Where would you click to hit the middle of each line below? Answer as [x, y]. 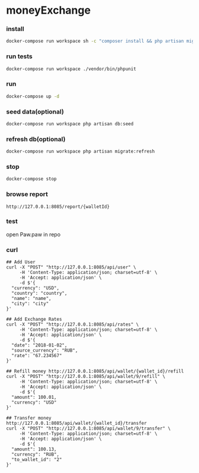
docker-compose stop [32, 179]
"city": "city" [30, 304]
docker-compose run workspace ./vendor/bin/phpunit [71, 69]
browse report [27, 194]
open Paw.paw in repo [33, 234]
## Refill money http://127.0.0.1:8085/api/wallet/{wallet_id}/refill [95, 371]
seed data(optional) [35, 112]
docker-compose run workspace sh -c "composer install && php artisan [95, 41]
